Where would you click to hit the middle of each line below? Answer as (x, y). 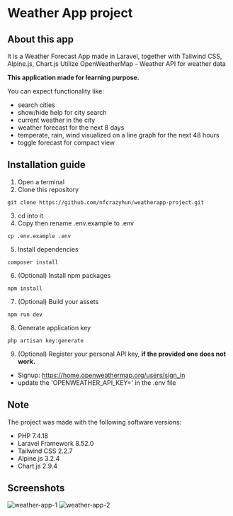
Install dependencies (48, 249)
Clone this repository (48, 189)
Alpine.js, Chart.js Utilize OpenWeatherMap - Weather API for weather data (117, 64)
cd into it (30, 215)
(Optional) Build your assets (58, 301)
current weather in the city (56, 120)
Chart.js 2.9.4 (38, 466)
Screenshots (36, 488)
